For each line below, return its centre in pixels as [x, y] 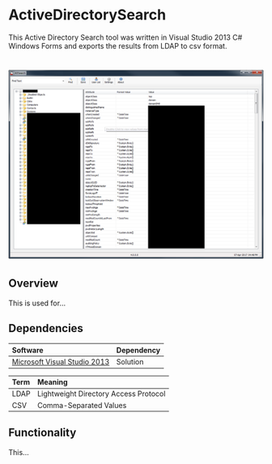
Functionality [42, 433]
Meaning [53, 382]
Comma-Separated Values [82, 405]
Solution [130, 362]
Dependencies [46, 328]
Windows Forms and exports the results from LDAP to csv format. [118, 45]
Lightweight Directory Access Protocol [102, 394]
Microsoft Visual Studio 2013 [61, 362]
